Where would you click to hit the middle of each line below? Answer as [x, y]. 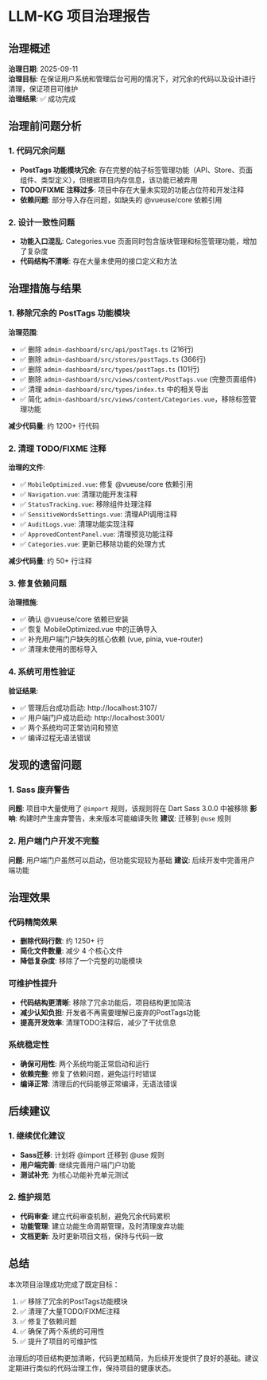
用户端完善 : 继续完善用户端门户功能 [77, 1165]
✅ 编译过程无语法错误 [55, 737]
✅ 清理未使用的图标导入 [58, 649]
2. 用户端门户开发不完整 [54, 841]
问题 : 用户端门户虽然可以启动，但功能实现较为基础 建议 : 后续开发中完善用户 [132, 860]
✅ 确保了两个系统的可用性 [62, 1331]
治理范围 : [23, 332]
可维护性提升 [33, 983]
